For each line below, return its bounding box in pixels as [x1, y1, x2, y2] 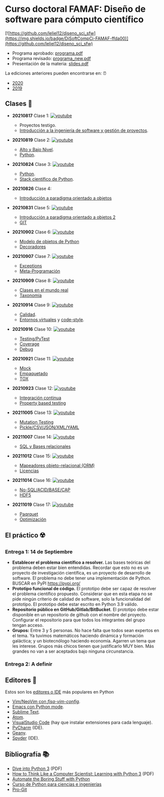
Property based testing [19, 400, 66, 406]
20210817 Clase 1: [12, 112, 50, 119]
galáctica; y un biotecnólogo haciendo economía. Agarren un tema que [12, 638, 156, 644]
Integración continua [19, 395, 61, 401]
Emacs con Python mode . [12, 704, 65, 710]
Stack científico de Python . [19, 176, 74, 182]
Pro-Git [12, 786, 27, 792]
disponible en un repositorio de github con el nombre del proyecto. [12, 612, 147, 618]
